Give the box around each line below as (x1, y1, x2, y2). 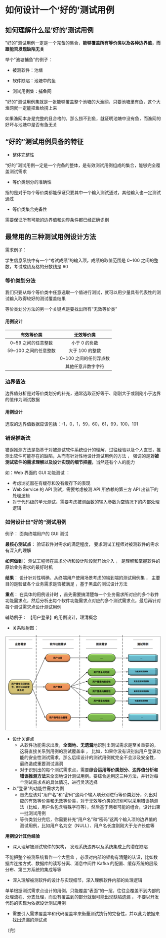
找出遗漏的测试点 (12, 917, 47, 923)
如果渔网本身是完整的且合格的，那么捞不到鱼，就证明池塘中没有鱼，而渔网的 (5, 116, 161, 121)
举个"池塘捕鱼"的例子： (5, 57, 53, 62)
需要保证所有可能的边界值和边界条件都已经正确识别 (5, 217, 109, 223)
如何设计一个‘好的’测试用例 (5, 4, 115, 16)
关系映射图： (12, 625, 39, 631)
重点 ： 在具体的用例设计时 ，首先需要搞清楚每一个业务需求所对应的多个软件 (5, 591, 159, 597)
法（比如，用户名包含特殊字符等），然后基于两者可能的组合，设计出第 (19, 804, 161, 810)
